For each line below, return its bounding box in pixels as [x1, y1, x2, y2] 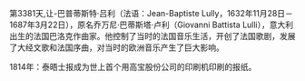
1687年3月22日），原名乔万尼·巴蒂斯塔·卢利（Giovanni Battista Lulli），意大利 [9, 19, 294, 30]
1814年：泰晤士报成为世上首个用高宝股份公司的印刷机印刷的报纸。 [9, 62, 257, 72]
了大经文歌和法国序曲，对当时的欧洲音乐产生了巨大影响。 [9, 42, 224, 53]
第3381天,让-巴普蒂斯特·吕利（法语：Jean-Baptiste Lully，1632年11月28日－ [9, 8, 293, 18]
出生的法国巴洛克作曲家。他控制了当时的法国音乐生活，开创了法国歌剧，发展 [9, 31, 296, 41]
